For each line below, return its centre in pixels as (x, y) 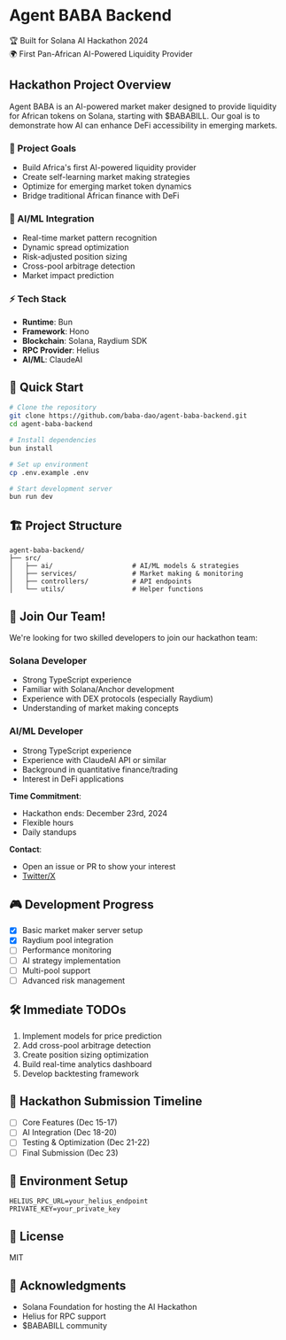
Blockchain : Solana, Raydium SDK (85, 340)
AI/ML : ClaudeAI (52, 359)
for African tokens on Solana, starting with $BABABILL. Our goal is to (135, 115)
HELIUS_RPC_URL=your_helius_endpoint (79, 1202)
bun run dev (31, 497)
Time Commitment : (45, 796)
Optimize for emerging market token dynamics (107, 186)
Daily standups (49, 832)
